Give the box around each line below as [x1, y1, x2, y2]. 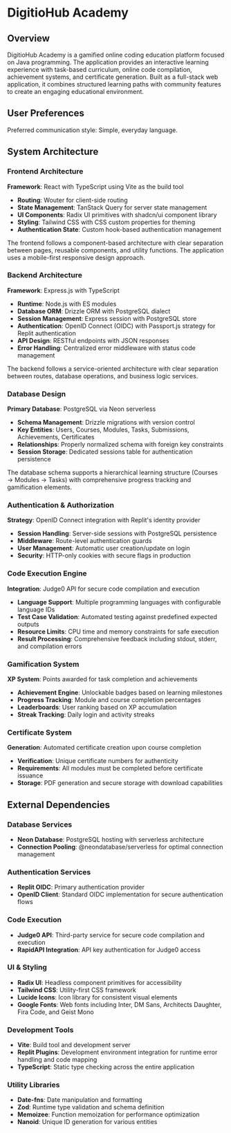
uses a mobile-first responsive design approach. [7, 253, 145, 261]
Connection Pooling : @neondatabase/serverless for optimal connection [17, 842, 223, 851]
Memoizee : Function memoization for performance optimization [17, 1110, 200, 1118]
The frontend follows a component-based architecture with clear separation [7, 239, 223, 247]
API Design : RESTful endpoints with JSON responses [17, 336, 169, 344]
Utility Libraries [7, 1080, 60, 1090]
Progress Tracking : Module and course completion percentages [17, 695, 201, 703]
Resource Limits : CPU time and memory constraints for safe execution [17, 627, 219, 636]
